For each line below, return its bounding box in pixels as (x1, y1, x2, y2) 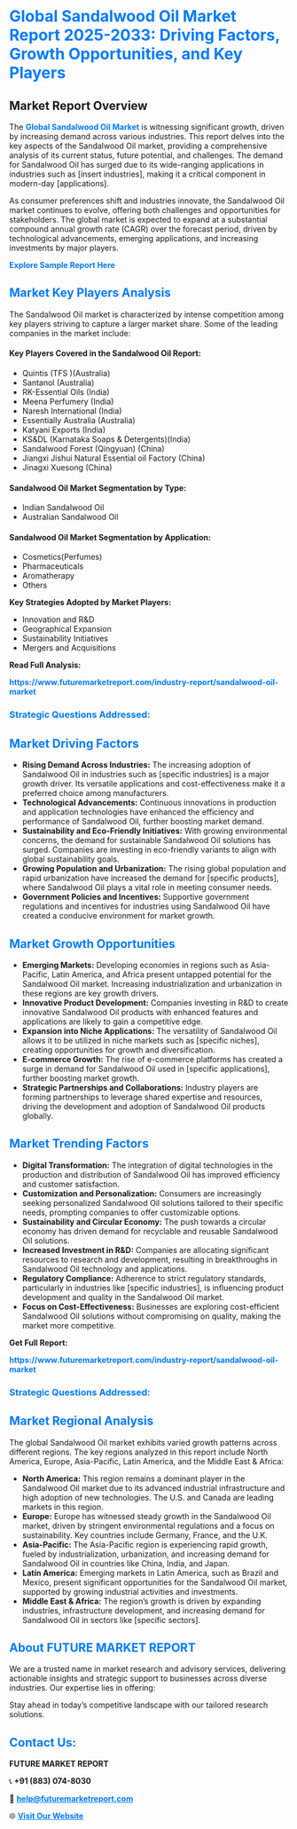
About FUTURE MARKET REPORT (9, 1640, 197, 1655)
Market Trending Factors (9, 1136, 149, 1151)
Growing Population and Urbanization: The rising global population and (21, 863, 286, 874)
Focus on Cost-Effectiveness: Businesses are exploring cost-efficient (21, 1301, 279, 1312)
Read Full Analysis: (9, 659, 82, 671)
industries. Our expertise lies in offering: (9, 1683, 156, 1693)
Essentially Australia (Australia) (21, 415, 136, 426)
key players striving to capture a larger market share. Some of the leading (9, 318, 278, 329)
